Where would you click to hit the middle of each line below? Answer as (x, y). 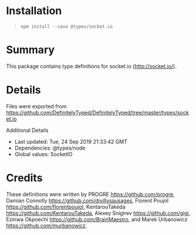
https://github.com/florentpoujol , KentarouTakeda (66, 207)
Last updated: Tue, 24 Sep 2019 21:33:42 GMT (71, 141)
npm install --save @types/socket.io (67, 27)
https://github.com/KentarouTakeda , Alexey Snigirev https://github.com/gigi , (98, 213)
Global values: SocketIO (43, 154)
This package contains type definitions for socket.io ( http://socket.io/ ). (92, 66)
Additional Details (27, 130)
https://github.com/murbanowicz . (47, 226)
